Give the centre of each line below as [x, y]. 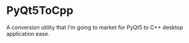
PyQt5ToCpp [40, 11]
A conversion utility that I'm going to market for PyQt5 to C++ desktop [95, 27]
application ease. [28, 33]
